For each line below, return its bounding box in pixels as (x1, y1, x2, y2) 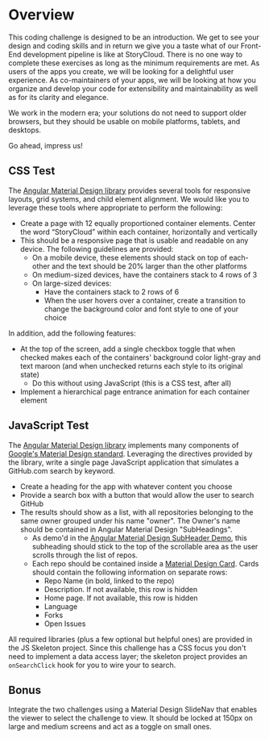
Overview (8, 6, 75, 24)
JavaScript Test (8, 419, 89, 432)
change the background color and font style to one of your (43, 304, 239, 314)
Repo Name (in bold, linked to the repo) (43, 575, 175, 586)
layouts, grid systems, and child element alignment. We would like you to (8, 194, 250, 203)
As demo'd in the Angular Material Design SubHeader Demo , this (31, 532, 247, 542)
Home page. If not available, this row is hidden (43, 593, 199, 603)
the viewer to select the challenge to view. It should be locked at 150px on (8, 713, 254, 723)
